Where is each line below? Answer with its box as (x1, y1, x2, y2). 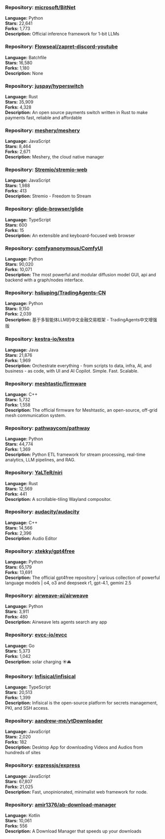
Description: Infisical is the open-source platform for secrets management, (5, 700, 158, 706)
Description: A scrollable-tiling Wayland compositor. (5, 496, 112, 502)
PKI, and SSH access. (5, 705, 49, 711)
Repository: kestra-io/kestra (5, 336, 75, 343)
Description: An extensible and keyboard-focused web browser (5, 232, 135, 238)
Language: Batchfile (5, 54, 47, 60)
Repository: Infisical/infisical (5, 673, 76, 680)
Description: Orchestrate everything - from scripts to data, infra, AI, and (5, 362, 152, 369)
